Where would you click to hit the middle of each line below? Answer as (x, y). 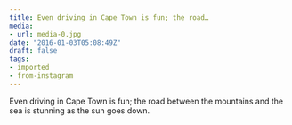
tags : (19, 59)
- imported (29, 68)
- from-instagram (41, 76)
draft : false (33, 51)
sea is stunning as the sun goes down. (80, 110)
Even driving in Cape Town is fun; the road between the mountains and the (146, 101)
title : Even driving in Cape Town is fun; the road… (109, 17)
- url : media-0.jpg (45, 34)
